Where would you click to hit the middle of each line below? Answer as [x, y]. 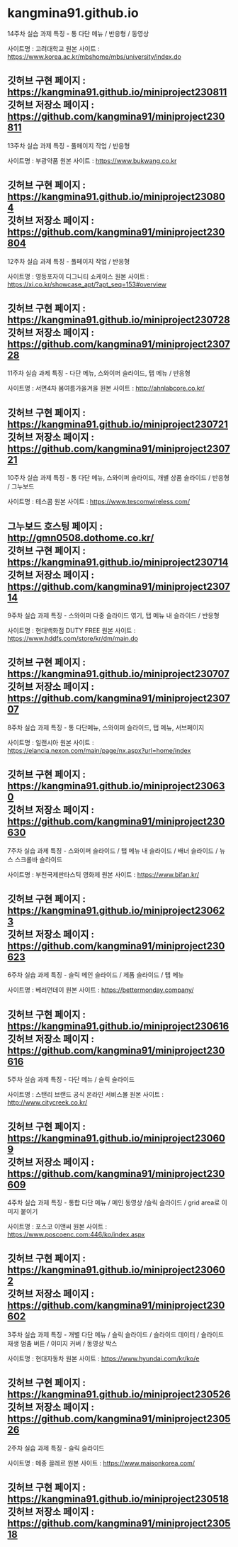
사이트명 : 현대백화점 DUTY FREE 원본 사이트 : [72, 630]
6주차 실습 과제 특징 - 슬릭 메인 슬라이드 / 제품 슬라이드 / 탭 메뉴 [96, 975]
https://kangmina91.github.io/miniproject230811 [117, 93]
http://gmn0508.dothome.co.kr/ [81, 538]
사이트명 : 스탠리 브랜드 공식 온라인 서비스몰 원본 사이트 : [86, 1095]
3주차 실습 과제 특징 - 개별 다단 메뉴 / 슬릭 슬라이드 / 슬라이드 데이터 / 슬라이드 [116, 1334]
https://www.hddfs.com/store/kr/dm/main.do [73, 638]
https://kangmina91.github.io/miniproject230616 [118, 1026]
